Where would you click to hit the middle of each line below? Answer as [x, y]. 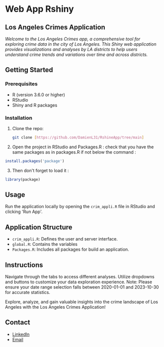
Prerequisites [21, 84]
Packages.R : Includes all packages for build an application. [70, 249]
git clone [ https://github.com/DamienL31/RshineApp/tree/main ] [78, 137]
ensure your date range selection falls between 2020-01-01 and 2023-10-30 [82, 287]
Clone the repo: [28, 128]
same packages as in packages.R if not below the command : [74, 152]
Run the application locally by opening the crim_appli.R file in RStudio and [80, 207]
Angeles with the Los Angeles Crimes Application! [56, 307]
